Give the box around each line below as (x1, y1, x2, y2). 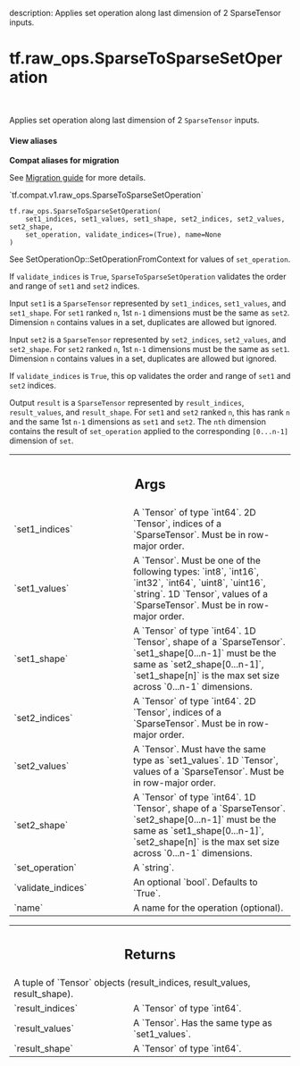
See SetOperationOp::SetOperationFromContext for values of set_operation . (9, 254, 291, 264)
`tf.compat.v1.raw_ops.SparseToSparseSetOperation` (9, 189, 204, 200)
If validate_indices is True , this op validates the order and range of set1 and (9, 371, 291, 382)
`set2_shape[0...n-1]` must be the (133, 813, 277, 826)
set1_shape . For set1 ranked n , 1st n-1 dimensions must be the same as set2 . (9, 307, 290, 318)
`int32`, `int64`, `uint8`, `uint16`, (133, 576, 266, 589)
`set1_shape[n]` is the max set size (133, 669, 279, 682)
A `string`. (133, 861, 174, 874)
